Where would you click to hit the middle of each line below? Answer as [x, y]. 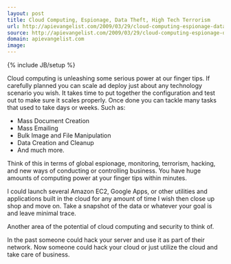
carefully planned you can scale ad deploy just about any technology [105, 86]
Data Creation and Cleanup [55, 143]
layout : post [26, 13]
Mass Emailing [37, 128]
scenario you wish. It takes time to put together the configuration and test [111, 93]
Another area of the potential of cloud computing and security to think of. [111, 227]
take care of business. [38, 254]
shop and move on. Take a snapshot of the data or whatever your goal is [110, 206]
